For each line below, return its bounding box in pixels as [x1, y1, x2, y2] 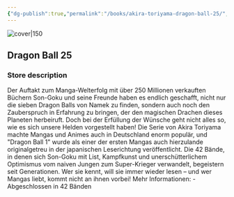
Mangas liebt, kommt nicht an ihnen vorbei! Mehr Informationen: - [7, 175, 196, 183]
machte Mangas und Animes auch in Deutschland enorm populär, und [7, 130, 208, 139]
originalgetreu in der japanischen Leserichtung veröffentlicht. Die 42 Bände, [7, 145, 225, 154]
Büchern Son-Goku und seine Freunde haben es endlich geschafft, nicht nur [7, 93, 226, 102]
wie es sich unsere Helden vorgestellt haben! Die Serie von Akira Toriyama [7, 123, 221, 132]
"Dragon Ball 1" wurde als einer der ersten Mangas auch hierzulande [7, 138, 203, 146]
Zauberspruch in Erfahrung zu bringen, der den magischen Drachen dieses [7, 109, 223, 117]
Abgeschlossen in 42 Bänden [7, 182, 92, 191]
